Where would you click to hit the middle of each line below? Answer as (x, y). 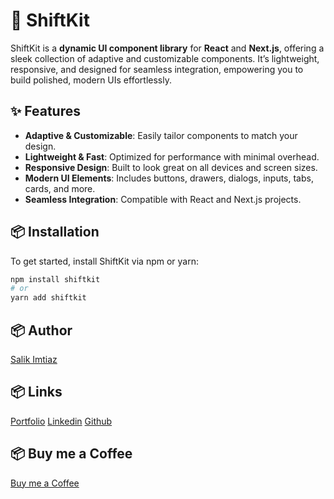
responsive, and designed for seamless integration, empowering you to (157, 69)
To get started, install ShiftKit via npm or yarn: (104, 261)
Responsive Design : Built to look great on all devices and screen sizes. (171, 167)
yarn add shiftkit (48, 298)
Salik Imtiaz (34, 359)
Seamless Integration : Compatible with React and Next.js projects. (163, 199)
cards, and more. (60, 188)
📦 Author (41, 330)
